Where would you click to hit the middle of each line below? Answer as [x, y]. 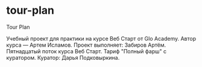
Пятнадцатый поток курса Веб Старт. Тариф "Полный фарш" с [87, 51]
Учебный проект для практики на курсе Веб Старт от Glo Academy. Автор [101, 38]
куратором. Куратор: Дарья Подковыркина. [63, 57]
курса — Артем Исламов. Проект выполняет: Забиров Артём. [86, 45]
